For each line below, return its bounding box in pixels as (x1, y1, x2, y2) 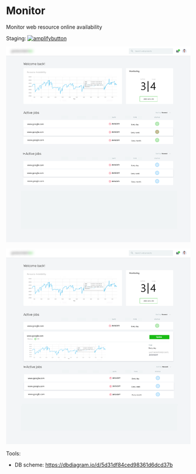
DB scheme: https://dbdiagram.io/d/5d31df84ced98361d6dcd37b (14, 461, 173, 468)
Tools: (6, 449, 21, 457)
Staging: (6, 35, 26, 42)
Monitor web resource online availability (6, 23, 102, 30)
